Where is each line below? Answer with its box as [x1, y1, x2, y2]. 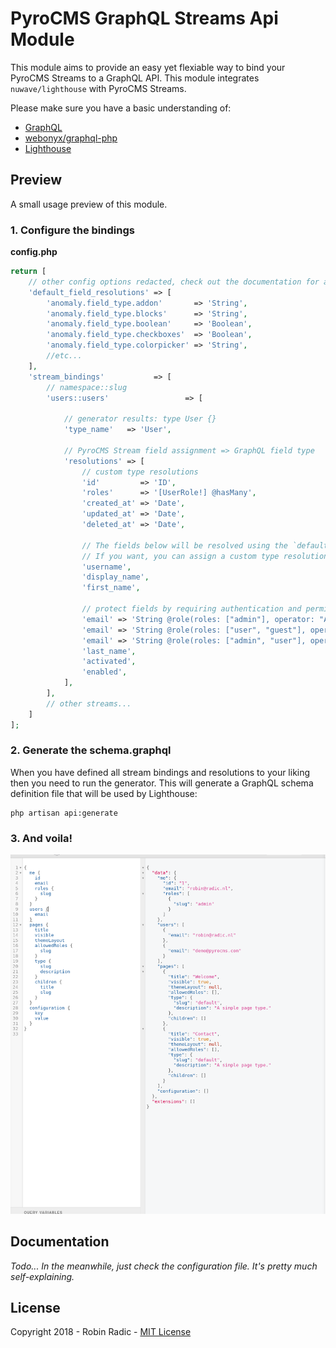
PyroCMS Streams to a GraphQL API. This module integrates [10, 72, 260, 84]
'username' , [81, 562, 132, 572]
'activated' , [81, 657, 137, 667]
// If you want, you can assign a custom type [81, 551, 280, 561]
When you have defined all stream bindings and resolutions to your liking [10, 766, 311, 778]
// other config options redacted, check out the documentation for [28, 277, 320, 287]
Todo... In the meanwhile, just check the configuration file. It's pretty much [10, 1260, 318, 1272]
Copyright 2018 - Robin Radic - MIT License [10, 1326, 192, 1338]
